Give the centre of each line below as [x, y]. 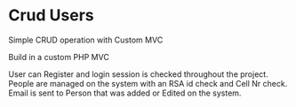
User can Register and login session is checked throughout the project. [138, 74]
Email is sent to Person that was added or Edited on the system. [125, 93]
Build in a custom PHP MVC [59, 57]
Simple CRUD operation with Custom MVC [86, 40]
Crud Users [51, 15]
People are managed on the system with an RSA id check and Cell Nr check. [148, 83]
